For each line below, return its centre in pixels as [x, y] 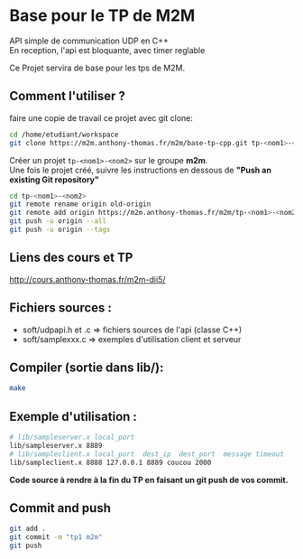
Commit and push [60, 508]
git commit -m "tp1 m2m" [56, 537]
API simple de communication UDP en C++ [89, 41]
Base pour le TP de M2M [102, 16]
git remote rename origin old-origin [80, 204]
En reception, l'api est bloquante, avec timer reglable [107, 50]
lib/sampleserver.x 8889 [56, 445]
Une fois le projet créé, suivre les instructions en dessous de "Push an [141, 170]
